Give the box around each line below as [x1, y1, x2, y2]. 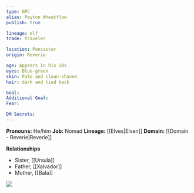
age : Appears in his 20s [6, 63, 67, 68]
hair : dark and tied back [6, 79, 69, 85]
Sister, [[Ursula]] [14, 156, 55, 163]
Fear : [6, 101, 19, 107]
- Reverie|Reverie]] [6, 133, 52, 140]
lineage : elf [6, 30, 38, 36]
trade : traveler [6, 36, 46, 42]
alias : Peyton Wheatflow [6, 14, 67, 20]
